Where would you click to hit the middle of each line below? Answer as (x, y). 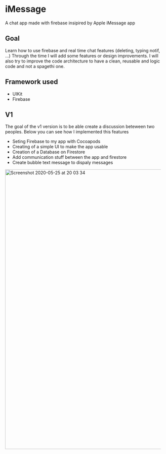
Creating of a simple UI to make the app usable (60, 147)
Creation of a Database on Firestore (49, 152)
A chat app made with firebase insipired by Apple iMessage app (70, 23)
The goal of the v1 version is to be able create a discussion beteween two (80, 127)
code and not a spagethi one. (35, 66)
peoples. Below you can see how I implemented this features (67, 132)
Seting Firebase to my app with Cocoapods (56, 141)
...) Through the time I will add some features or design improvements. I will (82, 56)
